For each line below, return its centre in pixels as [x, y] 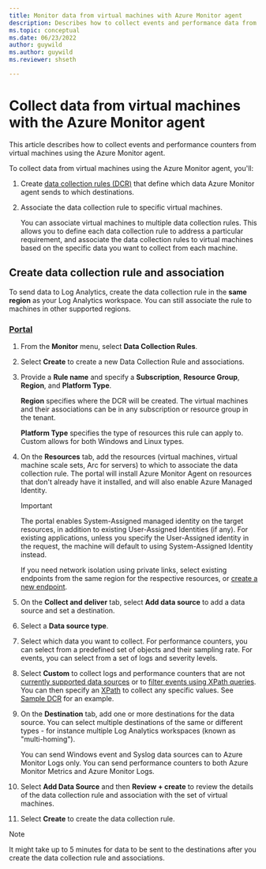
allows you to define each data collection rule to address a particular [132, 231]
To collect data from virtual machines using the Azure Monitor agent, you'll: [131, 168]
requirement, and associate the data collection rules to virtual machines [137, 239]
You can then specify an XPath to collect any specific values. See [127, 690]
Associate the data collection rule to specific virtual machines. [122, 207]
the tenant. [38, 417]
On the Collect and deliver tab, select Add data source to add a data [133, 601]
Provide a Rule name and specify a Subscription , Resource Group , [130, 377]
